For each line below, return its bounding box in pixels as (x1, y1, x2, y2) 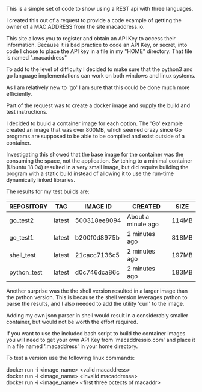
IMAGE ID (84, 202, 112, 210)
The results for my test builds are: (6, 188, 90, 195)
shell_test (9, 251, 36, 259)
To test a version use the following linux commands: (6, 355, 135, 361)
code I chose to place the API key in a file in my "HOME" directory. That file (6, 48, 192, 55)
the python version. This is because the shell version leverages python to (6, 294, 188, 300)
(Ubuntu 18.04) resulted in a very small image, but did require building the (6, 164, 189, 170)
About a (127, 213, 149, 220)
